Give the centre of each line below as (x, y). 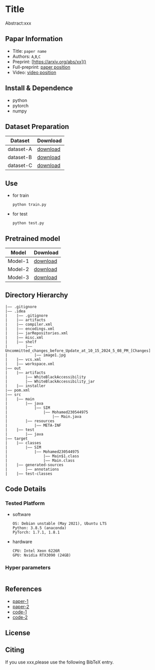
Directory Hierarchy (37, 295)
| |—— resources (30, 421)
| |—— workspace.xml (30, 364)
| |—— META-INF (33, 425)
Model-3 (18, 277)
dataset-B (20, 158)
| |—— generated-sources (34, 465)
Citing (15, 650)
